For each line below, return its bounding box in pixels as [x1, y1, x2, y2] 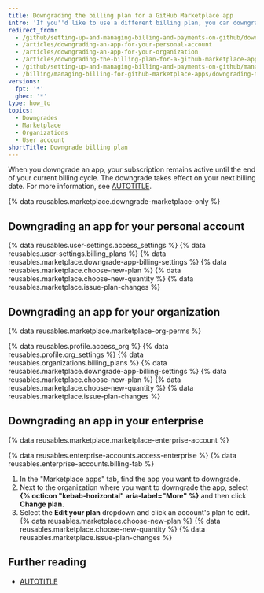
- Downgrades [15, 114, 58, 122]
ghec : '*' [15, 92, 47, 100]
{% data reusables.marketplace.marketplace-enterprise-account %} [8, 435, 229, 445]
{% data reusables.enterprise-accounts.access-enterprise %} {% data [8, 450, 237, 460]
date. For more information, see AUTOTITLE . [8, 182, 152, 191]
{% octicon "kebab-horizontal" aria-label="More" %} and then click [19, 491, 247, 500]
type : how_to [8, 99, 51, 107]
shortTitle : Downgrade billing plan [8, 143, 128, 151]
